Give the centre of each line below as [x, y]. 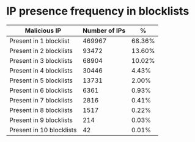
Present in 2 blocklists [41, 51]
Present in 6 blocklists [41, 90]
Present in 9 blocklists [41, 120]
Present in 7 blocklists [41, 100]
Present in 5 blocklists [41, 80]
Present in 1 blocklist [39, 41]
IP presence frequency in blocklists [98, 11]
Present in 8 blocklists [41, 110]
